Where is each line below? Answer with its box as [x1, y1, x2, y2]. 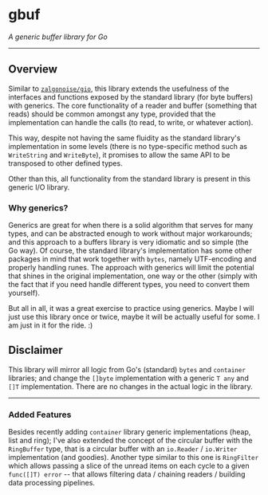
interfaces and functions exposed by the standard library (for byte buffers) [8, 92, 254, 101]
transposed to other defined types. [8, 158, 123, 168]
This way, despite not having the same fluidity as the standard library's [8, 133, 241, 143]
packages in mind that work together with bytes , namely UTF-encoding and [8, 254, 257, 264]
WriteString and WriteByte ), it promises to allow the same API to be [8, 150, 231, 159]
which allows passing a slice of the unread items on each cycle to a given [8, 461, 250, 471]
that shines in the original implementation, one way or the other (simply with [8, 271, 258, 281]
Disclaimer [8, 344, 63, 357]
